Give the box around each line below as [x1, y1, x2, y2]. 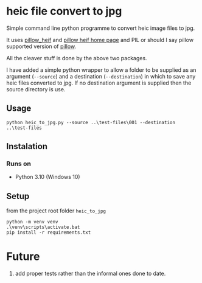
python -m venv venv [6, 219, 59, 225]
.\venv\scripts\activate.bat [6, 224, 80, 231]
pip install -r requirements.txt [6, 229, 91, 236]
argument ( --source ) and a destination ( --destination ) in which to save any [6, 72, 196, 80]
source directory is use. [6, 85, 66, 93]
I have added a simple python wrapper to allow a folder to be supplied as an [6, 66, 197, 74]
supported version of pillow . [6, 43, 77, 50]
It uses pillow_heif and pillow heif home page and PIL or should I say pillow [6, 36, 193, 43]
